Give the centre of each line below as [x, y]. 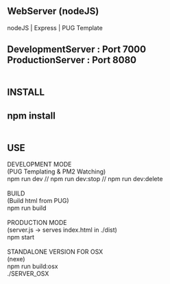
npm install [32, 116]
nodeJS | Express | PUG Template [55, 27]
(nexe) [16, 259]
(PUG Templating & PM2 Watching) [57, 171]
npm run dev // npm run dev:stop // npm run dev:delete [85, 179]
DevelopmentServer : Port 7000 [76, 50]
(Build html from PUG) [38, 201]
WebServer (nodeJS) [53, 11]
